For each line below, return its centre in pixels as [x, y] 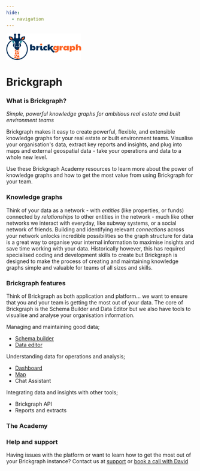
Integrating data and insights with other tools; [62, 392]
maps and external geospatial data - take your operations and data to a [94, 151]
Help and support [32, 442]
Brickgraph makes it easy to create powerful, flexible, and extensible [91, 132]
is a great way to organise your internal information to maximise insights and [100, 242]
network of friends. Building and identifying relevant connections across [95, 229]
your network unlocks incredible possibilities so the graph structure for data [100, 236]
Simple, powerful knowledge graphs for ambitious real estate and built [93, 114]
